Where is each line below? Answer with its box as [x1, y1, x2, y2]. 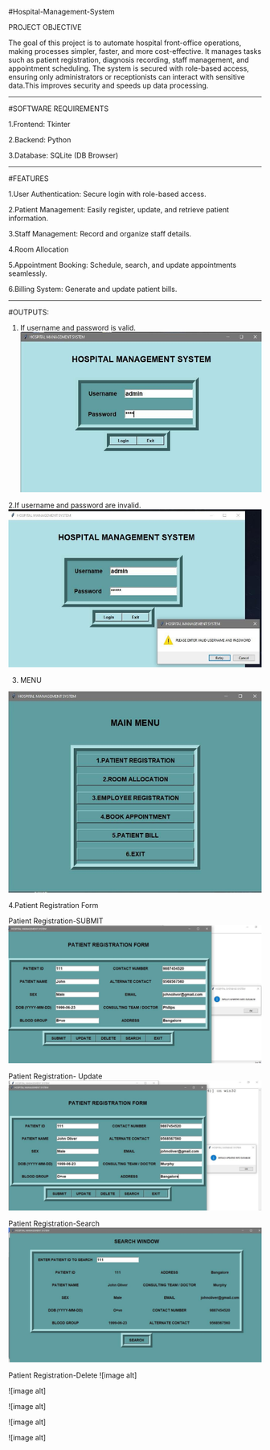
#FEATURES [8, 174, 49, 183]
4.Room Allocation [8, 244, 69, 254]
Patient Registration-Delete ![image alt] [8, 1370, 137, 1380]
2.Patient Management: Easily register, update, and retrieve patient [8, 205, 230, 214]
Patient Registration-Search [8, 1218, 100, 1229]
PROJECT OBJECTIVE [8, 23, 82, 31]
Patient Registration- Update [8, 1071, 103, 1081]
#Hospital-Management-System [8, 7, 115, 16]
